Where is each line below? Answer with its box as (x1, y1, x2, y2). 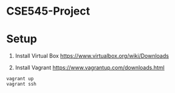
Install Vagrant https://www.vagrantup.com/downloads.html (15, 64, 165, 71)
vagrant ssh (6, 81, 36, 88)
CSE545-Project (6, 4, 90, 18)
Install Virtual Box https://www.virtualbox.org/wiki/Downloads (15, 52, 169, 60)
